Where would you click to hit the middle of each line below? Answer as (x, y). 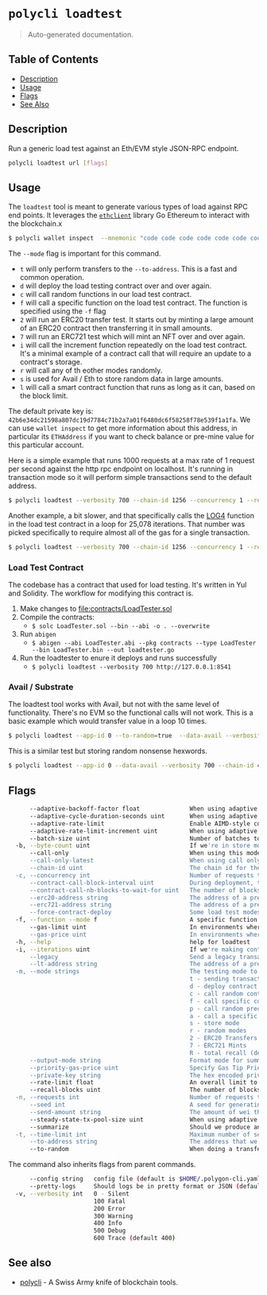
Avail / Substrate (41, 687)
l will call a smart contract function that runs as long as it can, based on (137, 388)
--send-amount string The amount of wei (139, 1112)
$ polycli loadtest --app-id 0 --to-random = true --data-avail (115, 736)
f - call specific (220, 1001)
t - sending (209, 979)
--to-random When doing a (131, 1149)
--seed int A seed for (127, 1105)
